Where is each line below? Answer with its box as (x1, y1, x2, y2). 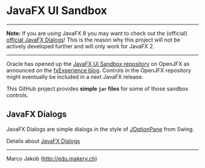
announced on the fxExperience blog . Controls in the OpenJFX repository (6, 67, 192, 74)
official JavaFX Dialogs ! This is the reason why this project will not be (6, 36, 181, 43)
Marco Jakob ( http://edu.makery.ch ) (6, 155, 98, 162)
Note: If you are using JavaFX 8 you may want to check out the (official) (6, 29, 188, 37)
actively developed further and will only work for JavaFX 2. (6, 42, 155, 49)
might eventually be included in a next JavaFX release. (6, 73, 143, 80)
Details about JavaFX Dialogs (6, 137, 81, 144)
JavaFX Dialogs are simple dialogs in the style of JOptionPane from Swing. (6, 125, 195, 133)
